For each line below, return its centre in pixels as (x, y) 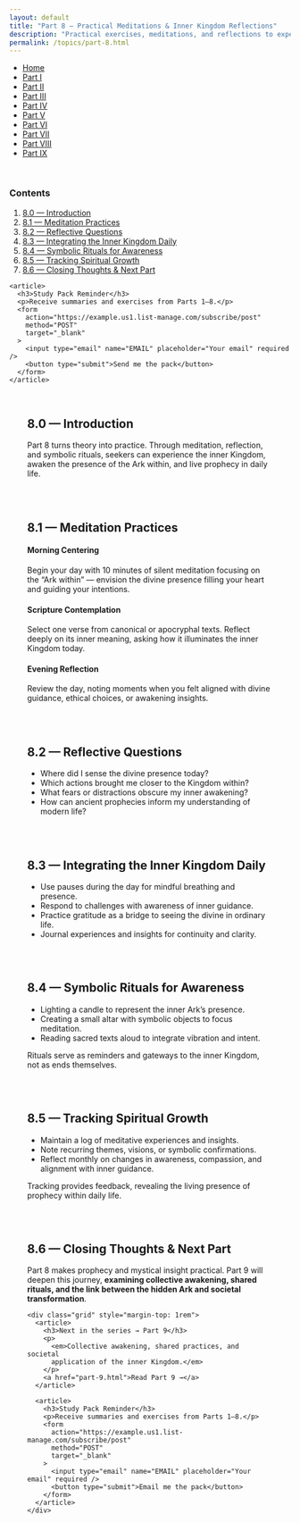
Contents (30, 193)
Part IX (34, 154)
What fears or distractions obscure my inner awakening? (144, 792)
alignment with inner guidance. (97, 1168)
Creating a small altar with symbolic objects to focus (136, 1018)
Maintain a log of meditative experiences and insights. (139, 1140)
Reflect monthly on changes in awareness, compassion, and (151, 1159)
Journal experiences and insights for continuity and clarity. (148, 933)
